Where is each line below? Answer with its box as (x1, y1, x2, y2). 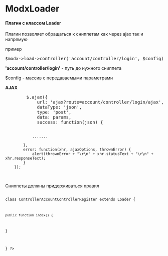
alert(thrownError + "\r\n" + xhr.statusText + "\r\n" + (32, 152, 154, 157)
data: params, (37, 114, 72, 120)
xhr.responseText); (5, 156, 46, 161)
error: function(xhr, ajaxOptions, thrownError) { (23, 147, 131, 152)
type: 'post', (37, 109, 72, 115)
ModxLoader (5, 3, 60, 15)
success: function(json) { (37, 119, 103, 125)
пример (5, 46, 22, 52)
